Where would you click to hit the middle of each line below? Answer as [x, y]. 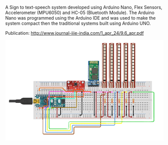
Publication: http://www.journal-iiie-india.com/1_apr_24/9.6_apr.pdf [75, 33]
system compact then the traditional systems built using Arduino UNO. [78, 23]
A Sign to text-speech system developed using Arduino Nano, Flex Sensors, [84, 7]
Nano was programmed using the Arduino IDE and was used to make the [80, 18]
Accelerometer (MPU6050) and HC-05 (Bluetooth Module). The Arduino [80, 13]
